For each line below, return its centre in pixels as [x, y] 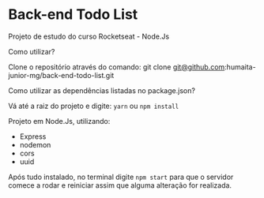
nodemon [35, 144]
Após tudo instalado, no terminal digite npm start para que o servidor [121, 177]
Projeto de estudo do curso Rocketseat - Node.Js [89, 36]
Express [33, 136]
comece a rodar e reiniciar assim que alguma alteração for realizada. [120, 185]
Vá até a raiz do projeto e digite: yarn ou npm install [94, 106]
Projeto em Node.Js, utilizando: [59, 121]
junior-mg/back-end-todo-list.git [61, 75]
